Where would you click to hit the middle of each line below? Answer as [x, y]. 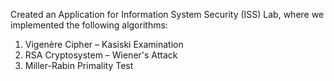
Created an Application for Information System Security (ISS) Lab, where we [167, 14]
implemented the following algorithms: [89, 25]
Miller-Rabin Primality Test [79, 65]
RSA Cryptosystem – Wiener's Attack [101, 55]
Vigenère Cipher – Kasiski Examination [104, 44]
